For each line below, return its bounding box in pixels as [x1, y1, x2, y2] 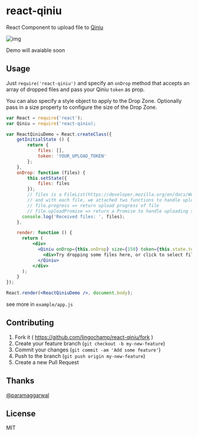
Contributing [6, 318, 54, 328]
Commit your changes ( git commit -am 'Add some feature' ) [14, 346, 161, 353]
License [6, 409, 36, 419]
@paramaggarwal [6, 392, 49, 399]
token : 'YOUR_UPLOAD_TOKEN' [37, 153, 107, 159]
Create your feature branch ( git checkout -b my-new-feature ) [14, 340, 166, 347]
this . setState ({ [27, 175, 67, 181]
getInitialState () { [16, 137, 70, 143]
